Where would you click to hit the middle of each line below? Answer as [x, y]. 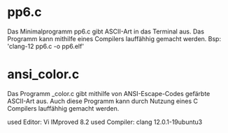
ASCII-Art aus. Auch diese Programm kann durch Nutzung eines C [102, 101]
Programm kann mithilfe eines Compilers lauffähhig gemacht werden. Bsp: [114, 38]
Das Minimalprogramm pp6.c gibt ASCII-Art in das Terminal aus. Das [106, 31]
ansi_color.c [43, 75]
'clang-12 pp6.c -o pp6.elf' [46, 46]
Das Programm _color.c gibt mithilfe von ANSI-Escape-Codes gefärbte [109, 93]
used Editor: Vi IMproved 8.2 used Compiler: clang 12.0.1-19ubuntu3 [105, 122]
